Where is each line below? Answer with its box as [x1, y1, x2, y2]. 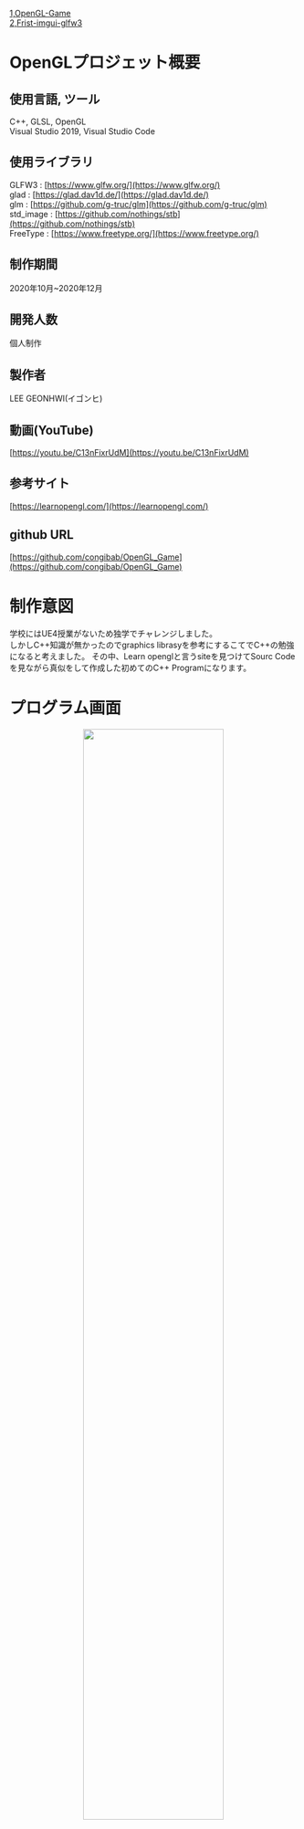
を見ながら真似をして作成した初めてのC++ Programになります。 [9, 662, 252, 673]
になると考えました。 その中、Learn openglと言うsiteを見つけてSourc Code [9, 650, 296, 661]
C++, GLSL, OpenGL [9, 116, 87, 127]
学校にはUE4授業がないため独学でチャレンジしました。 [9, 627, 217, 638]
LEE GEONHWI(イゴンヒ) [9, 393, 103, 405]
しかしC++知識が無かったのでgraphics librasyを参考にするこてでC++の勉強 [9, 639, 295, 650]
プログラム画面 [9, 698, 121, 718]
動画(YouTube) [9, 422, 94, 437]
